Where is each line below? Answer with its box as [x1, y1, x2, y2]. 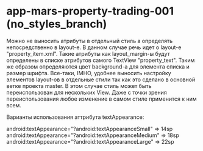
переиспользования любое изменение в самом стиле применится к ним [6, 95, 197, 102]
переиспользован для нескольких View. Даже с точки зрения [6, 89, 167, 96]
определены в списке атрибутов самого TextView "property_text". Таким [6, 56, 195, 64]
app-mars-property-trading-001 [6, 4, 174, 18]
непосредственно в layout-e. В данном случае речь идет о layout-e [6, 44, 182, 51]
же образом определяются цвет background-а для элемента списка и [6, 62, 190, 70]
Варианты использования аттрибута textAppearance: [6, 113, 144, 121]
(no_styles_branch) [6, 17, 107, 31]
